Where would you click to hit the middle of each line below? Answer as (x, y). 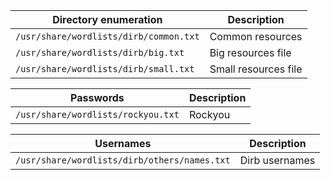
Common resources (256, 36)
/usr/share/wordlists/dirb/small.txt (105, 69)
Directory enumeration (107, 19)
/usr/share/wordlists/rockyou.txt (97, 114)
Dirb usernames (277, 160)
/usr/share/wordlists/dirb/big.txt (100, 52)
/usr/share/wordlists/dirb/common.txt (107, 36)
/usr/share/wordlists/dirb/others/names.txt (123, 160)
